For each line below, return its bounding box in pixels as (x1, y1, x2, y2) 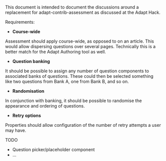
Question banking (12, 58, 51, 64)
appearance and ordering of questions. (5, 103, 85, 108)
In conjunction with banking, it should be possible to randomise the (5, 98, 142, 104)
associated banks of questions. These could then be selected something (5, 73, 154, 79)
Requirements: (5, 19, 35, 25)
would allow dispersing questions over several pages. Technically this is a (5, 44, 156, 49)
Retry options (12, 112, 41, 118)
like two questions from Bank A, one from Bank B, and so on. (5, 79, 129, 84)
